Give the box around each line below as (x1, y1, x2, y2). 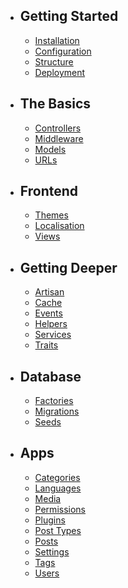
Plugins (34, 514, 66, 526)
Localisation (34, 220, 85, 232)
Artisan (34, 286, 65, 298)
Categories (34, 471, 81, 483)
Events (34, 307, 63, 319)
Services (34, 329, 72, 341)
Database (19, 368, 82, 385)
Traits (34, 339, 59, 351)
